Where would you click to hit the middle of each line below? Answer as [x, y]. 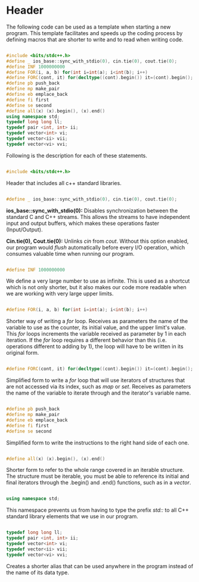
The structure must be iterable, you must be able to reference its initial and [98, 476]
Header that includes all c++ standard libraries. [64, 183]
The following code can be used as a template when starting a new [88, 27]
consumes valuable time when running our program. [70, 254]
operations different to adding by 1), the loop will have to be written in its [95, 346]
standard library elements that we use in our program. [72, 517]
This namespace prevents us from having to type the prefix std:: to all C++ [97, 510]
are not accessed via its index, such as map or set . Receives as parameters [99, 387]
